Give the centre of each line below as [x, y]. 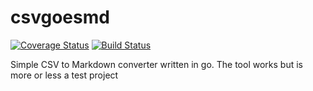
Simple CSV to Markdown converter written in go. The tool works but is [156, 64]
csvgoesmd [60, 17]
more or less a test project [64, 75]
